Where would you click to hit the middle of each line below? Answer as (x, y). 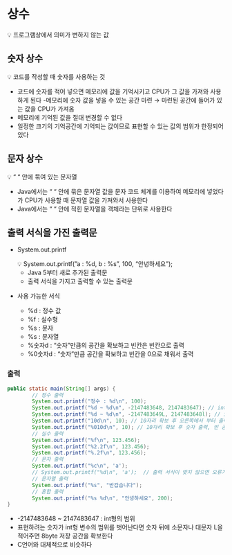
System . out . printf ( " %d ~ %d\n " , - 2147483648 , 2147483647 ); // (123, 408)
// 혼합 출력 (48, 492)
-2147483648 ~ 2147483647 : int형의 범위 (76, 519)
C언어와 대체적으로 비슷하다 (55, 545)
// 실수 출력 (48, 434)
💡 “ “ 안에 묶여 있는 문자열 (42, 177)
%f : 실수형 (43, 319)
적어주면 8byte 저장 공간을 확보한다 (65, 536)
